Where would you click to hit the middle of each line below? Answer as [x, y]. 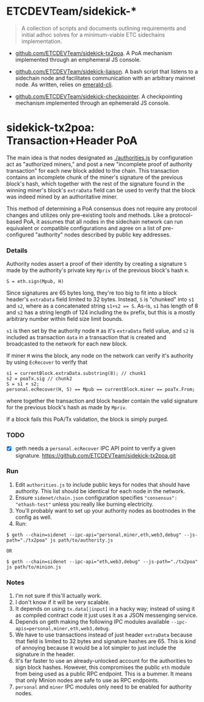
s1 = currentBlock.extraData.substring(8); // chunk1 [76, 374]
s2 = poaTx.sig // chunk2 [39, 379]
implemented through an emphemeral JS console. [78, 59]
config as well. [33, 517]
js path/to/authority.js [82, 540]
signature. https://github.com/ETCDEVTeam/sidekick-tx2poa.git [95, 455]
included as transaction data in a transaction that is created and [86, 338]
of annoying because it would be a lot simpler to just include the [96, 648]
